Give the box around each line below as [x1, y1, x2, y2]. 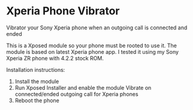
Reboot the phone [14, 97, 60, 104]
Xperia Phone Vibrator [6, 4, 120, 18]
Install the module [14, 78, 59, 85]
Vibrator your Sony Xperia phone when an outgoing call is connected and [6, 24, 188, 31]
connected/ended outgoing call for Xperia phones [14, 90, 139, 97]
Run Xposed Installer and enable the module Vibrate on [14, 84, 152, 91]
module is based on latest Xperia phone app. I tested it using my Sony [6, 48, 179, 55]
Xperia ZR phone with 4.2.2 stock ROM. [6, 54, 104, 62]
